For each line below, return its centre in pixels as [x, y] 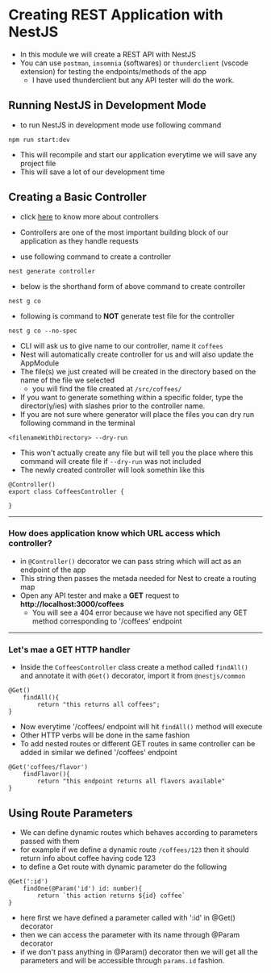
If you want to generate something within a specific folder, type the [131, 397]
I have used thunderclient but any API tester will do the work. [133, 80]
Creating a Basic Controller [77, 197]
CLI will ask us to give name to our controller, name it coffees [121, 345]
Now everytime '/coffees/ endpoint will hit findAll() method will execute [141, 727]
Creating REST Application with [116, 15]
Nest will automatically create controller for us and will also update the [137, 354]
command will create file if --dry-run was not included [110, 461]
